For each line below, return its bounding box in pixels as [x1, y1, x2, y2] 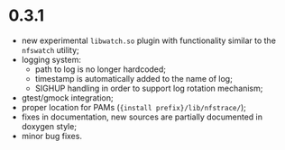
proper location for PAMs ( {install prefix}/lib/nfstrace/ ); [21, 101, 247, 112]
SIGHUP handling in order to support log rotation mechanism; [34, 83, 263, 93]
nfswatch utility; [21, 44, 79, 55]
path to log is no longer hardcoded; [34, 64, 167, 75]
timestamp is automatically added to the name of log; [34, 73, 234, 84]
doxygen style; [21, 120, 78, 131]
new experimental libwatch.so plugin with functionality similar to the [21, 35, 277, 46]
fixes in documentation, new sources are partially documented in [21, 111, 263, 122]
